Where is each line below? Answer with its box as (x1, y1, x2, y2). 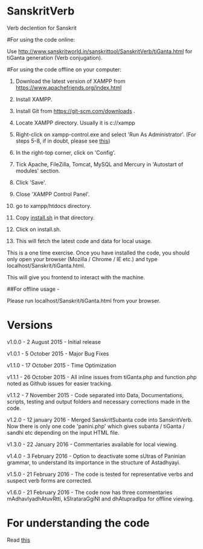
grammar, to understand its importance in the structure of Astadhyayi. (7, 458, 181, 466)
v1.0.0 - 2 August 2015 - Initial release (7, 338, 101, 345)
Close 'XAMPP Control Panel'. (15, 190, 90, 198)
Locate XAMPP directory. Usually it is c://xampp (15, 119, 135, 126)
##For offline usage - (7, 285, 60, 293)
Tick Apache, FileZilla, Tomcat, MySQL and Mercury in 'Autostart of (15, 160, 184, 167)
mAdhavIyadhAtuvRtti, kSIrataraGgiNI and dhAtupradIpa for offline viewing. (7, 495, 195, 502)
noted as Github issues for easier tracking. (7, 380, 112, 387)
